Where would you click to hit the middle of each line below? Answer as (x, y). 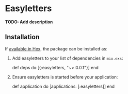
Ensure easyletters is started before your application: (65, 77)
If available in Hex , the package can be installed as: (56, 48)
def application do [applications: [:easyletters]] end (63, 86)
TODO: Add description (29, 22)
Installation (22, 37)
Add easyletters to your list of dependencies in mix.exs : (68, 58)
